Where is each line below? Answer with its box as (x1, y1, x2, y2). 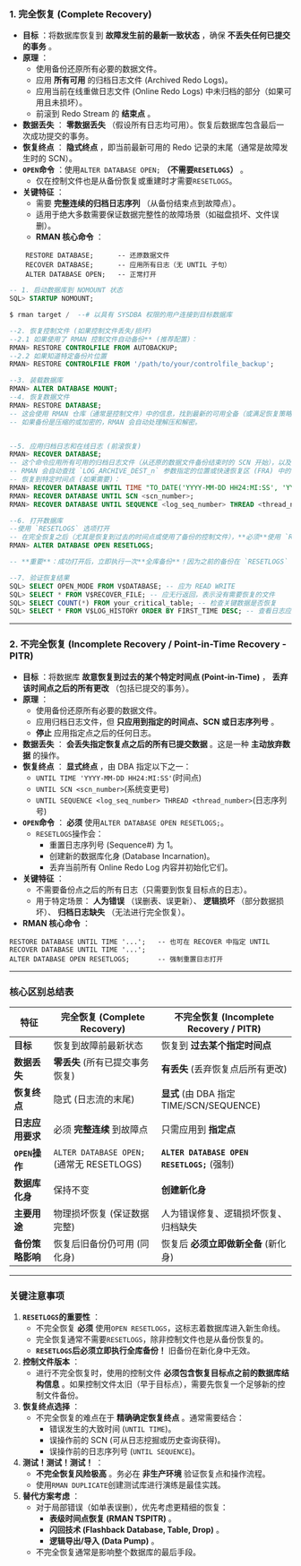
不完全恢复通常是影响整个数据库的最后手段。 (35, 1547, 202, 1558)
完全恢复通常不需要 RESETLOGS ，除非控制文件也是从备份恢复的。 (35, 1334, 269, 1345)
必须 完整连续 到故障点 (53, 1123, 149, 1135)
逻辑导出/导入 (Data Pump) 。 (48, 1536, 159, 1546)
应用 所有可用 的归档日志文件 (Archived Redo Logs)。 (35, 74, 233, 86)
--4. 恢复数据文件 (9, 392, 70, 402)
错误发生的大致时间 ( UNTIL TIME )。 (48, 1424, 176, 1434)
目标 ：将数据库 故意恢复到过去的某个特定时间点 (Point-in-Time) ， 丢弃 (21, 671, 288, 682)
